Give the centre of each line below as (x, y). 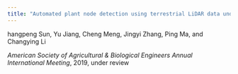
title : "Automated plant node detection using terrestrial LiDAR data (114, 14)
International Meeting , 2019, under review (68, 62)
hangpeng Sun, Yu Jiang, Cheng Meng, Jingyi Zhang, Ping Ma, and (105, 34)
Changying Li (27, 41)
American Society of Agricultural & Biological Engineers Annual (100, 55)
